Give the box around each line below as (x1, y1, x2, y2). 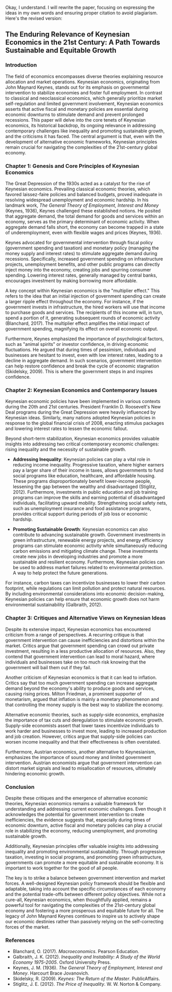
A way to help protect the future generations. (12, 570, 108, 576)
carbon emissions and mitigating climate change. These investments (12, 548, 158, 554)
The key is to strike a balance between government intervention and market (5, 874, 165, 881)
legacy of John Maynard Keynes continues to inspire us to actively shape (5, 913, 160, 919)
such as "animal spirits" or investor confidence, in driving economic (5, 341, 149, 347)
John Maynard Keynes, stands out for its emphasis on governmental (5, 84, 150, 90)
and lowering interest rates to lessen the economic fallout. (5, 425, 128, 432)
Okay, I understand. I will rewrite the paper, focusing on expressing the (5, 5, 155, 10)
